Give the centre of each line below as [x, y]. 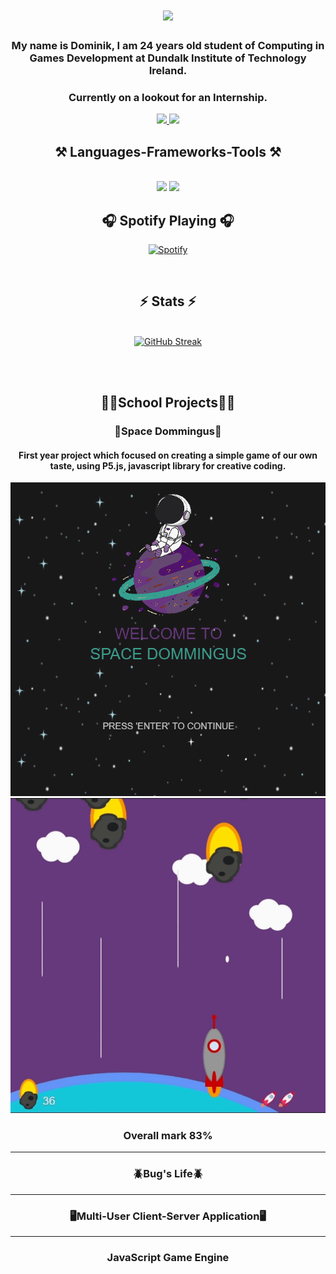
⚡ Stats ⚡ [168, 301]
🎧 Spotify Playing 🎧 [168, 220]
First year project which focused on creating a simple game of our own [168, 455]
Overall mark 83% [168, 1136]
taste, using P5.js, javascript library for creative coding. [168, 465]
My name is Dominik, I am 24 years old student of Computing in [168, 46]
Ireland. [168, 71]
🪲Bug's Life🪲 [168, 1174]
